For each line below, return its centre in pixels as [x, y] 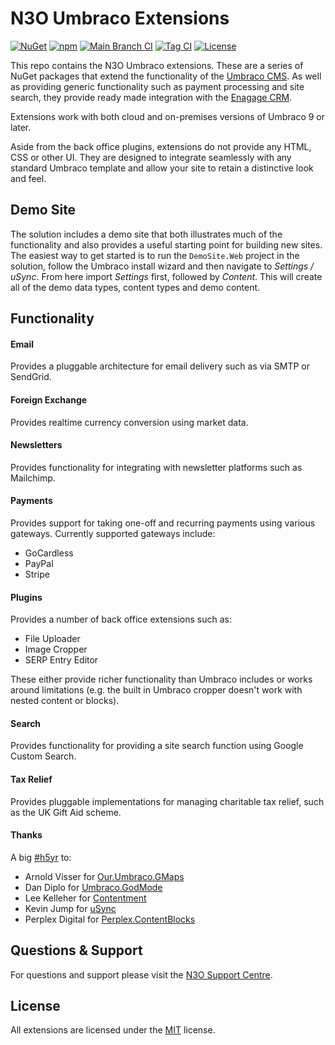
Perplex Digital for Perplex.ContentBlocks [110, 919]
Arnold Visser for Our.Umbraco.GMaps [104, 876]
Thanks [26, 835]
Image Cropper [56, 649]
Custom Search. [43, 756]
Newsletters [36, 445]
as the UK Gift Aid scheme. [66, 812]
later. [21, 127]
